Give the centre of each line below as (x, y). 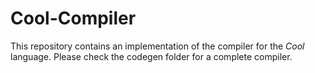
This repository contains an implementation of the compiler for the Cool (157, 46)
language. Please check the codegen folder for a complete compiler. (151, 56)
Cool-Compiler (73, 18)
